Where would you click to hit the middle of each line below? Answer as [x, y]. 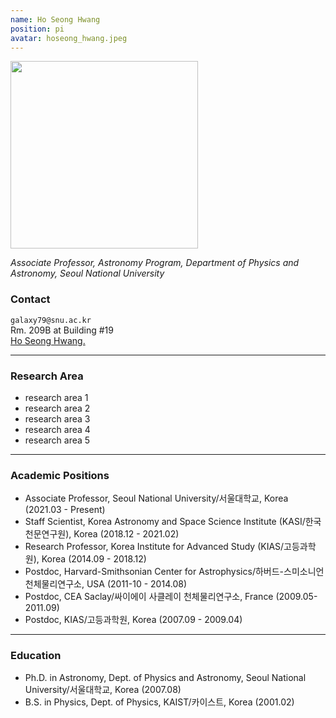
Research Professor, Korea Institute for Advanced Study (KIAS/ [154, 547]
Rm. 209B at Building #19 [62, 330]
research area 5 [57, 440]
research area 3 [57, 418]
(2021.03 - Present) [65, 510]
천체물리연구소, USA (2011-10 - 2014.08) [105, 584]
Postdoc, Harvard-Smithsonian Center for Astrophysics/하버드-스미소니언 [174, 572]
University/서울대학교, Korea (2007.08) [103, 689]
